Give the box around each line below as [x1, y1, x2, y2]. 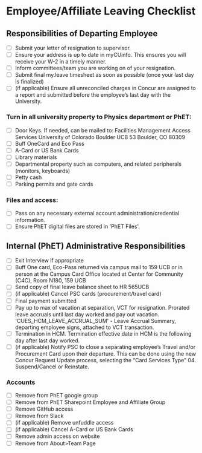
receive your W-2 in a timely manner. [14, 58, 107, 65]
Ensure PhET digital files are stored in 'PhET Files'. [14, 223, 140, 230]
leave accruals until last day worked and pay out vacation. [14, 310, 160, 318]
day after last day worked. [14, 337, 80, 344]
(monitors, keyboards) [14, 167, 71, 174]
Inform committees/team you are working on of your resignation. [14, 65, 176, 72]
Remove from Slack [14, 412, 64, 420]
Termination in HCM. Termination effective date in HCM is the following [14, 330, 192, 337]
